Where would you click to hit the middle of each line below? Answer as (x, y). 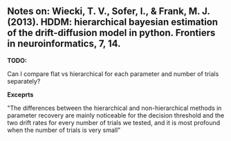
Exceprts (20, 94)
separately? (24, 81)
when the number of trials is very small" (64, 130)
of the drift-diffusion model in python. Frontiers (111, 33)
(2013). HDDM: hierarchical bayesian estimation (113, 22)
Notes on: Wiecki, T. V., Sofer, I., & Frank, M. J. (109, 11)
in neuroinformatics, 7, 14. (64, 44)
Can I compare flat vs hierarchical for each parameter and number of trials (113, 74)
